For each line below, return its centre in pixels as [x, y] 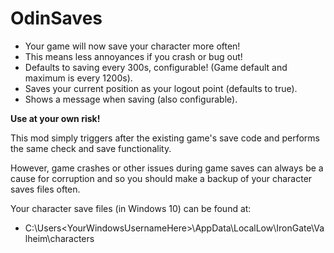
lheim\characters [59, 238]
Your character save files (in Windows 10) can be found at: [131, 208]
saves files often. [45, 189]
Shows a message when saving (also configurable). [131, 99]
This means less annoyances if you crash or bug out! [133, 56]
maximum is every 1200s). [78, 78]
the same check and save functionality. [91, 148]
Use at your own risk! [55, 118]
